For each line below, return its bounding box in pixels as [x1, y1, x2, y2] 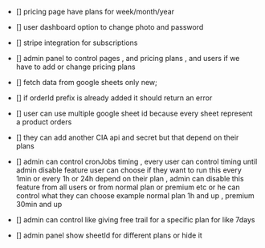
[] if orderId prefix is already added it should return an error [15, 93, 213, 103]
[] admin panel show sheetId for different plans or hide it [15, 230, 202, 240]
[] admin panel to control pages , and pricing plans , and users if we [15, 54, 240, 63]
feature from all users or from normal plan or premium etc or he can [15, 182, 240, 192]
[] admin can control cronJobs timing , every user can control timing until [15, 157, 258, 166]
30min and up [15, 200, 63, 209]
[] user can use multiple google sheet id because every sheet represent [15, 108, 253, 118]
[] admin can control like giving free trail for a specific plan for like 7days [15, 215, 255, 224]
